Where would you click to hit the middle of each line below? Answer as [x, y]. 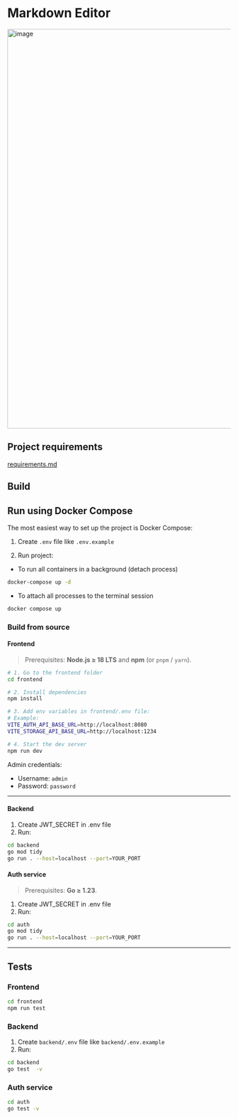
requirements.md [33, 464]
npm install [25, 699]
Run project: [35, 555]
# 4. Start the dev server [47, 744]
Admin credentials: [35, 764]
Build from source [39, 627]
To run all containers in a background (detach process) [98, 569]
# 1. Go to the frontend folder [55, 673]
